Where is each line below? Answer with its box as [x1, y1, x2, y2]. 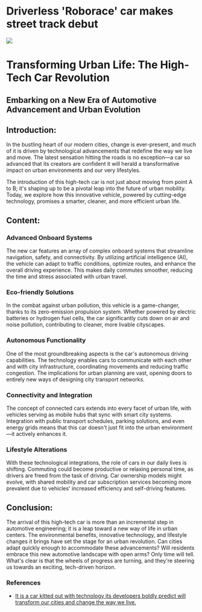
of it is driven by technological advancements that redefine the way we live [6, 147, 193, 155]
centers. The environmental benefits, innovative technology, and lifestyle [6, 531, 187, 539]
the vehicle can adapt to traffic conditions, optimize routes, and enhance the [6, 260, 196, 268]
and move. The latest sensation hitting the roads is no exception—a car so [6, 154, 191, 161]
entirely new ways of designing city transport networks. [6, 375, 145, 383]
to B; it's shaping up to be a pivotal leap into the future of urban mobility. [6, 185, 186, 192]
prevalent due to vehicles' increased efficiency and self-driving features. [6, 485, 187, 492]
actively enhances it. [16, 430, 68, 437]
